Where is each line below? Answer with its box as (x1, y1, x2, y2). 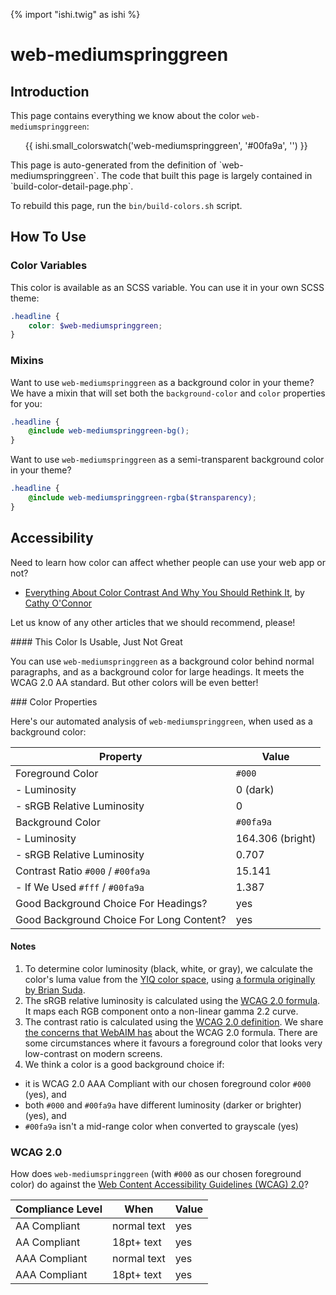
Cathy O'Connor (24, 597, 93, 609)
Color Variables (10, 259, 88, 273)
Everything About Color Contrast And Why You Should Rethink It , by (24, 586, 305, 598)
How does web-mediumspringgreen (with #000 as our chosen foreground (10, 1168, 302, 1180)
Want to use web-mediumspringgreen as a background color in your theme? (10, 376, 315, 388)
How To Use (10, 229, 87, 246)
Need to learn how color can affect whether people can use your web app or (10, 556, 327, 568)
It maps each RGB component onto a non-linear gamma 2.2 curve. (24, 1005, 299, 1017)
